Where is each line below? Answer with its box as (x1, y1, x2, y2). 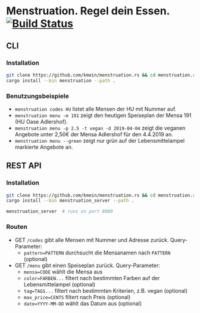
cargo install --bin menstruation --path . (6, 78, 116, 84)
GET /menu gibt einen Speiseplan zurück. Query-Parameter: (14, 262, 161, 269)
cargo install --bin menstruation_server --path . (6, 198, 135, 204)
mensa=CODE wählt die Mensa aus (23, 268, 103, 275)
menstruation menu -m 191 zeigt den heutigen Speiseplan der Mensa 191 (14, 112, 192, 119)
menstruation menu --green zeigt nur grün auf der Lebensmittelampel (14, 137, 185, 144)
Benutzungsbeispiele (6, 91, 70, 100)
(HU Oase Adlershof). (14, 118, 68, 125)
